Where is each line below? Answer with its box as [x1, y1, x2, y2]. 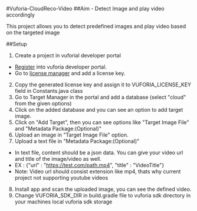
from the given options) [14, 100, 72, 107]
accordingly [6, 11, 35, 18]
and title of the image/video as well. [14, 155, 101, 162]
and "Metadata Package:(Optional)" [14, 125, 102, 132]
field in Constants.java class [14, 87, 83, 94]
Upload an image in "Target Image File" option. [14, 131, 129, 138]
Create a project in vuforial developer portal [14, 52, 121, 59]
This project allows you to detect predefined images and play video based [6, 23, 186, 30]
